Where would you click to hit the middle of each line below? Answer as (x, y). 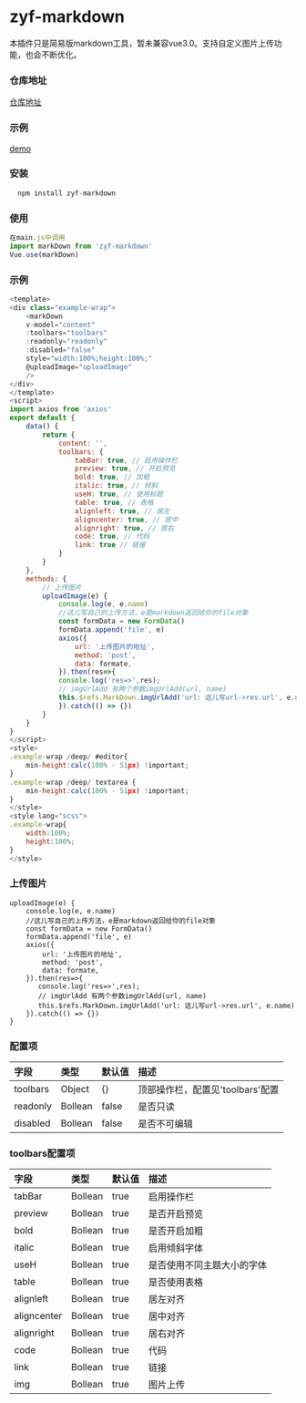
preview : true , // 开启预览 (125, 469)
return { (59, 435)
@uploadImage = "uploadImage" (79, 366)
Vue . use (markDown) (44, 254)
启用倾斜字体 (176, 1248)
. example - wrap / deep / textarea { (73, 782)
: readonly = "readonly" (66, 342)
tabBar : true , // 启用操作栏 (126, 460)
